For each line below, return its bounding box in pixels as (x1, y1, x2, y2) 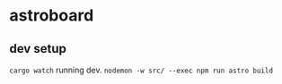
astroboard (9, 5, 94, 26)
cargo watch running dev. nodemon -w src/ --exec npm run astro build (9, 64, 274, 75)
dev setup (9, 41, 67, 56)
